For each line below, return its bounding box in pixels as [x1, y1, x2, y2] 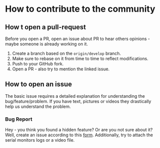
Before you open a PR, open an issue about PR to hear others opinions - [5, 36, 150, 42]
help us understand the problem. [5, 104, 71, 109]
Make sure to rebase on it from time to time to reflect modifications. [12, 56, 148, 62]
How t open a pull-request [5, 23, 86, 31]
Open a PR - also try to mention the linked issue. [12, 66, 110, 72]
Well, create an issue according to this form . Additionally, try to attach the [5, 132, 153, 138]
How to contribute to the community [5, 3, 156, 15]
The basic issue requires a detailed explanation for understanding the [5, 93, 145, 99]
